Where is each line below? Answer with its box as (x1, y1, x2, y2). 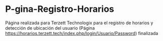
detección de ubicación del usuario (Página (5, 25, 95, 31)
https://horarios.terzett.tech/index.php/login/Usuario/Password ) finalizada (5, 30, 158, 36)
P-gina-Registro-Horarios (5, 3, 114, 15)
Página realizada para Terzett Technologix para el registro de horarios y (5, 20, 153, 26)
